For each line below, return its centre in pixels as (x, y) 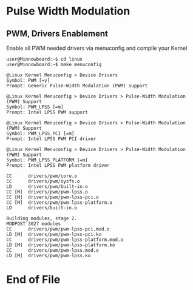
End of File (33, 280)
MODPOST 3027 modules (34, 224)
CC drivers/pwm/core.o (42, 176)
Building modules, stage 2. (42, 218)
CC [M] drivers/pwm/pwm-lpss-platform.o (59, 203)
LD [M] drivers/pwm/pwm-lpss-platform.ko (61, 245)
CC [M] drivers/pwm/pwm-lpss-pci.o (52, 197)
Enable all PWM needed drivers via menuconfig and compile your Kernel (97, 48)
